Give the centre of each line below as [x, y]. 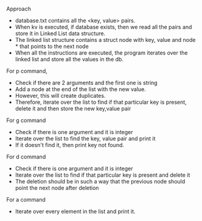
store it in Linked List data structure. [60, 33]
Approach [19, 9]
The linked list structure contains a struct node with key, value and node [105, 40]
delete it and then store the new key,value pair [73, 108]
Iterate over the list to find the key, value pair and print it [85, 138]
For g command [26, 120]
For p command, [27, 71]
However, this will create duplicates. [60, 96]
